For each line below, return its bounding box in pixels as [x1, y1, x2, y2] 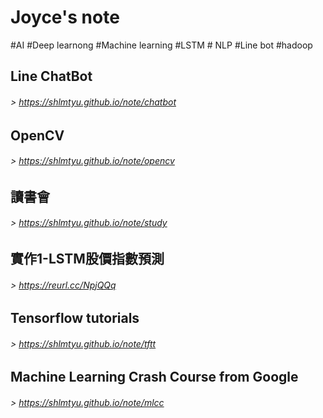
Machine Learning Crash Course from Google [10, 369, 299, 386]
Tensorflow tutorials [10, 310, 140, 327]
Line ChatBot [10, 68, 93, 85]
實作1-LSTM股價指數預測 [10, 250, 165, 267]
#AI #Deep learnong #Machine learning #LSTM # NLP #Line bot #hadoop [10, 39, 313, 51]
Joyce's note [10, 6, 120, 29]
